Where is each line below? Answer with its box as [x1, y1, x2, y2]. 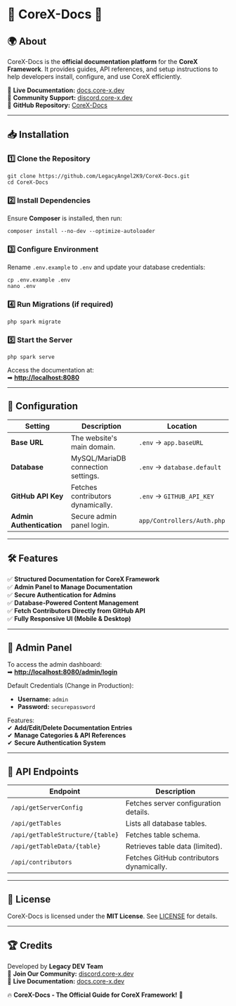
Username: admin [17, 695, 69, 703]
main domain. [70, 441, 116, 451]
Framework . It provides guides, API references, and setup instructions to [7, 65, 218, 73]
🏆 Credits [7, 940, 53, 952]
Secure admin [70, 511, 117, 521]
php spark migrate [7, 318, 61, 325]
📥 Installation [7, 129, 70, 141]
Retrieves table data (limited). [125, 841, 223, 851]
